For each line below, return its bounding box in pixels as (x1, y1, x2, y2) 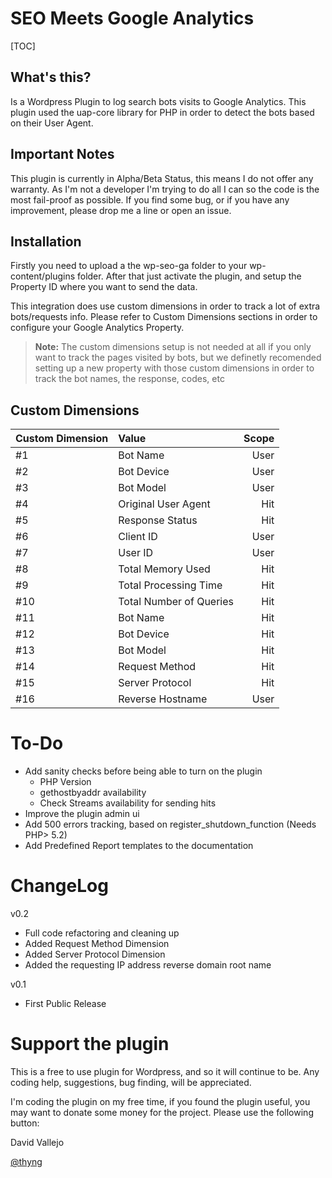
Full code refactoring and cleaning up (24, 927, 180, 939)
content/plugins (10, 270, 76, 282)
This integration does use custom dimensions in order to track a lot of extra (10, 300, 321, 312)
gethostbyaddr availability (39, 787, 147, 799)
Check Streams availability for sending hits (39, 797, 217, 809)
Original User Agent (118, 497, 211, 511)
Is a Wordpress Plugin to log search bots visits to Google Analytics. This (10, 95, 307, 107)
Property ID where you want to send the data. (10, 281, 198, 293)
